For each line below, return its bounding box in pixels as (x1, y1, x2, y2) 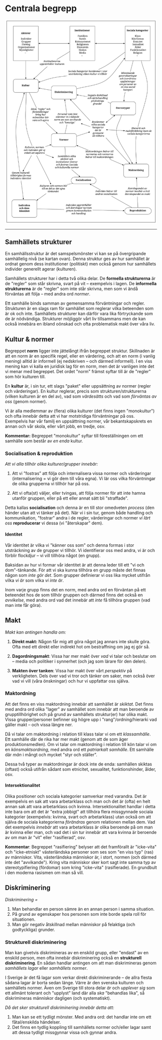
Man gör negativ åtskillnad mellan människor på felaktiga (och (12, 921, 135, 927)
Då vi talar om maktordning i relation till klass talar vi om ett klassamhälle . (5, 731, 151, 737)
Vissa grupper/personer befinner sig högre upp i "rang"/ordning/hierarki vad (5, 716, 157, 722)
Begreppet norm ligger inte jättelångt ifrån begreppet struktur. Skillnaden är (5, 348, 155, 354)
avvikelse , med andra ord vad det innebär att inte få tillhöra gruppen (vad (5, 597, 150, 603)
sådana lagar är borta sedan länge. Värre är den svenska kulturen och (5, 980, 144, 986)
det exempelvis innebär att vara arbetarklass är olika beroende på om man (5, 824, 153, 830)
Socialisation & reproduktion (5, 450, 73, 457)
